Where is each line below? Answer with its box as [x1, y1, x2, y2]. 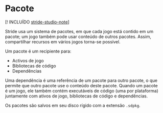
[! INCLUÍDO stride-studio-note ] [5, 19, 70, 25]
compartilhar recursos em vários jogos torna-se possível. [5, 38, 121, 44]
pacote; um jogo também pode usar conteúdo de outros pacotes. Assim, [5, 34, 152, 39]
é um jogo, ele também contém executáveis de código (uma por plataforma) [5, 88, 159, 94]
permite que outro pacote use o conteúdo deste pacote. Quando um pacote [5, 82, 158, 88]
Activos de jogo [12, 57, 44, 63]
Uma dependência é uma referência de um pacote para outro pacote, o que [5, 77, 158, 83]
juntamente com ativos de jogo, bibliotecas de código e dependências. [5, 93, 148, 99]
